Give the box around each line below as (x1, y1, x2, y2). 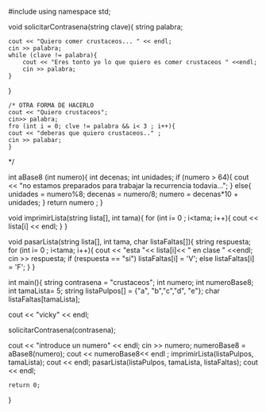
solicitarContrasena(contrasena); (8, 325, 117, 334)
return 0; (8, 381, 41, 389)
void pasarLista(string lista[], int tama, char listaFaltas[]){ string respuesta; (8, 237, 252, 246)
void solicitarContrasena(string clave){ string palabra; (8, 22, 183, 31)
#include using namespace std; (8, 7, 111, 16)
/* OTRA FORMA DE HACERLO (8, 102, 94, 110)
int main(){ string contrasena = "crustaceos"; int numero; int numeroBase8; (8, 278, 254, 287)
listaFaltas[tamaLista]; (8, 295, 81, 304)
